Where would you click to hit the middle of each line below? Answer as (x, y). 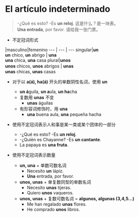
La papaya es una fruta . (44, 145)
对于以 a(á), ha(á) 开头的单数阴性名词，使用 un (60, 82)
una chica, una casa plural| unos (38, 60)
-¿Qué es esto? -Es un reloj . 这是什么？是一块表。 (68, 23)
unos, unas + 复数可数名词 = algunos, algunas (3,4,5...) (77, 198)
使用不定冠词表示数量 (34, 155)
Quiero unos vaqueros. (50, 192)
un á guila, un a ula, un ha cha (48, 92)
